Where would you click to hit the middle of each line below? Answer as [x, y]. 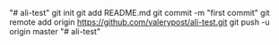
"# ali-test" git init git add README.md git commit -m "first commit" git [140, 13]
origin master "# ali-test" [55, 31]
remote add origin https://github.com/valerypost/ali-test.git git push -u [140, 22]
